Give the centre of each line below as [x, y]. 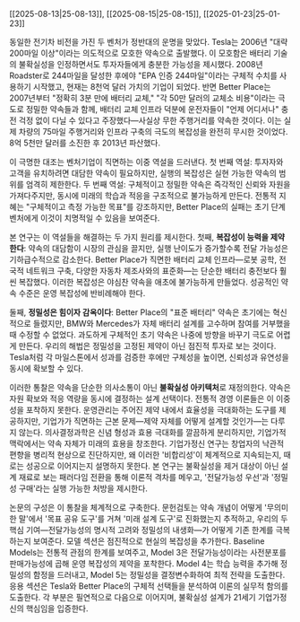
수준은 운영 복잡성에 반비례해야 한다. [82, 293]
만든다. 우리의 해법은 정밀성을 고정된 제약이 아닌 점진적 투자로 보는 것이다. [147, 346]
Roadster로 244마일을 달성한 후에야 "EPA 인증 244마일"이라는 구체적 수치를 [143, 75]
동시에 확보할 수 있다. [46, 368]
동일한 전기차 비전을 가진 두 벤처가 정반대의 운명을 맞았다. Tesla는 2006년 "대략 [149, 42]
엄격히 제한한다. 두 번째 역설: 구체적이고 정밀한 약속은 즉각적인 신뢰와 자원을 [158, 184]
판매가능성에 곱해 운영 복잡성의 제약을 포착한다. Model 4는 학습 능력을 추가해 [144, 564]
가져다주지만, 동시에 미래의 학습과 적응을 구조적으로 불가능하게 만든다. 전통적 [143, 196]
